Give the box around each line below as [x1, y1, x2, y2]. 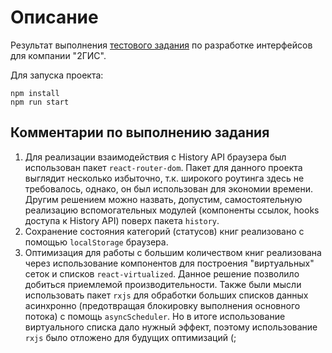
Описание [10, 6, 99, 29]
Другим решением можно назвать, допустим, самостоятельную [24, 193, 303, 205]
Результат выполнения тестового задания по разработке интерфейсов [10, 39, 313, 51]
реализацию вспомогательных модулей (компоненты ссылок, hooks [24, 204, 320, 216]
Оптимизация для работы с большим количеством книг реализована [24, 246, 322, 258]
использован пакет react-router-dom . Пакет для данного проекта [24, 161, 303, 173]
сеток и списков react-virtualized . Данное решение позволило [24, 267, 300, 280]
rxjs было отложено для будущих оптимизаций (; [24, 331, 237, 343]
